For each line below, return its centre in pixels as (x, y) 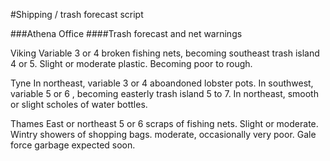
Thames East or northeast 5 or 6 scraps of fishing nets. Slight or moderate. (164, 123)
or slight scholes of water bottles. (79, 104)
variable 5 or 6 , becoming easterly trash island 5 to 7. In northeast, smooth (164, 93)
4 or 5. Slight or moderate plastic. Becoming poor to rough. (131, 63)
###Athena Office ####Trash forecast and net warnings (126, 33)
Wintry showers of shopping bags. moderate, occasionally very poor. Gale (163, 134)
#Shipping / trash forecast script (77, 14)
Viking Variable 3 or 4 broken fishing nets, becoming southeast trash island (165, 53)
